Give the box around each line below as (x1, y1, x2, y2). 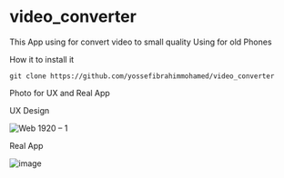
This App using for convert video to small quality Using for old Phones (9, 36, 272, 47)
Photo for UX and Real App (9, 87, 111, 98)
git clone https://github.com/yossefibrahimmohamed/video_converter (9, 71, 275, 81)
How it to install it (9, 54, 75, 64)
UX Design (9, 104, 50, 115)
